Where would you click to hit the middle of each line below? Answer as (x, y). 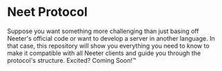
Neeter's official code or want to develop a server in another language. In (111, 38)
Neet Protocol (48, 12)
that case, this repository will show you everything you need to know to (109, 45)
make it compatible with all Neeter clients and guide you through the (104, 53)
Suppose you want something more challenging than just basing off (103, 31)
